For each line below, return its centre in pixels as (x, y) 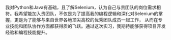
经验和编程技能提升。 (27, 32)
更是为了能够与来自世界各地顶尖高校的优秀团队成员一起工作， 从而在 (86, 20)
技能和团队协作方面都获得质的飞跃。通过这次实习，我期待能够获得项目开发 (88, 26)
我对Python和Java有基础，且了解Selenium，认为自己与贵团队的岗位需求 (81, 7)
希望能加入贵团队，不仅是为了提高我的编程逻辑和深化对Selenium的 (89, 13)
